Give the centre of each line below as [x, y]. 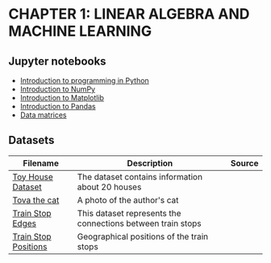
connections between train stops [139, 223]
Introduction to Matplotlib [62, 98]
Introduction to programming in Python [84, 81]
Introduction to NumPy [57, 89]
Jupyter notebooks [57, 61]
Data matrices [43, 115]
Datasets [31, 140]
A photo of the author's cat [128, 200]
